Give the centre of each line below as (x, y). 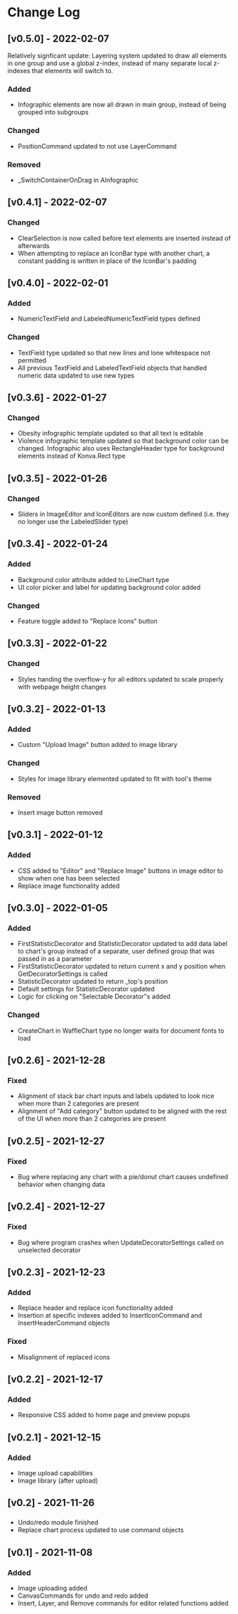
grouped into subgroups (53, 112)
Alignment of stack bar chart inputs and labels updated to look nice (116, 1096)
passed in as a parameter (55, 959)
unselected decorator (49, 1250)
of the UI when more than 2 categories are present (92, 1119)
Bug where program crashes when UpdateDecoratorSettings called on (121, 1242)
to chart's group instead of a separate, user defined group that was (116, 951)
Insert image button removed (60, 812)
